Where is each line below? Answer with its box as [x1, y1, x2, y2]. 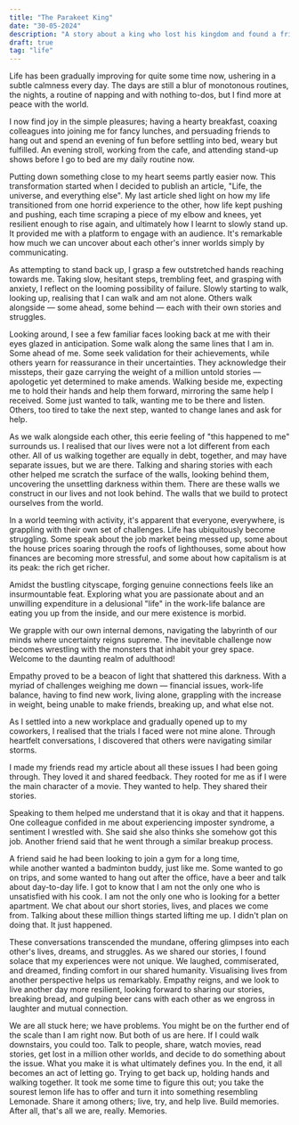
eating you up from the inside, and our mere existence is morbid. [9, 607, 246, 619]
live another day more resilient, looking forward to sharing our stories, [9, 984, 265, 995]
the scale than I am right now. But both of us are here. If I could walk [9, 1030, 260, 1040]
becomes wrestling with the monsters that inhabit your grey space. [9, 644, 255, 655]
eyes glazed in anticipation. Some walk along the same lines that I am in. [9, 338, 274, 349]
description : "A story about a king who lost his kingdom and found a [9, 29, 277, 38]
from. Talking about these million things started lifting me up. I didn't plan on [9, 910, 288, 921]
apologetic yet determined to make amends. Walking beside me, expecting [9, 376, 283, 387]
